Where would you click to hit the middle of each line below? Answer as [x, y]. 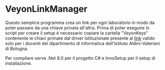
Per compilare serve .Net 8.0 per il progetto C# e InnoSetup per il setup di [80, 58]
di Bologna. [17, 48]
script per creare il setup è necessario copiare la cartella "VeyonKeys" [77, 33]
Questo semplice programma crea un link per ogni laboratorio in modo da [80, 23]
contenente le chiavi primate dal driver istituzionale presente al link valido [80, 38]
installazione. [19, 63]
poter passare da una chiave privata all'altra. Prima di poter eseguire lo [77, 27]
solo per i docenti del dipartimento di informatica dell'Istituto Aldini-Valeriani [82, 43]
